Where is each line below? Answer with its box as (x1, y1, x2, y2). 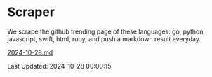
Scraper (7, 4, 55, 20)
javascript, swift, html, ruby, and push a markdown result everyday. (7, 34, 201, 43)
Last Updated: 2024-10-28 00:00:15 (7, 62, 112, 70)
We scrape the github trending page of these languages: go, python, (7, 27, 206, 36)
